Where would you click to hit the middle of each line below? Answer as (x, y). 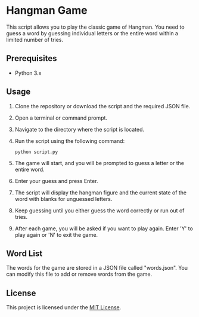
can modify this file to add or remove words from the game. (79, 274)
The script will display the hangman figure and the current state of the (101, 193)
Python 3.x (28, 73)
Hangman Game (47, 10)
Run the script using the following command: (70, 141)
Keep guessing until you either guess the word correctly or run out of (99, 211)
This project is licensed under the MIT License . (64, 307)
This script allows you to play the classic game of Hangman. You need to (95, 27)
